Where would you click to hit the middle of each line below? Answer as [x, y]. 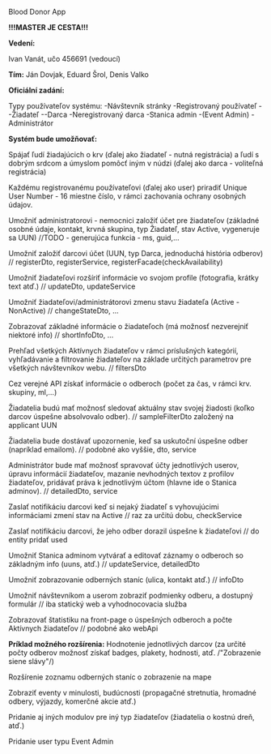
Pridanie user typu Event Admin [61, 741]
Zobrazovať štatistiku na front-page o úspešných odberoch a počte [121, 620]
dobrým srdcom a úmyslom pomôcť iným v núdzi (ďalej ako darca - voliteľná [136, 163]
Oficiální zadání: [36, 90]
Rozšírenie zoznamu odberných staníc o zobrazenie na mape [110, 677]
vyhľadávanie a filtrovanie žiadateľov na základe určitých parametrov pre [130, 359]
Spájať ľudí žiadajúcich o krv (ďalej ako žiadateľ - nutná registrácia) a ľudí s [134, 154]
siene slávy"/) [32, 661]
